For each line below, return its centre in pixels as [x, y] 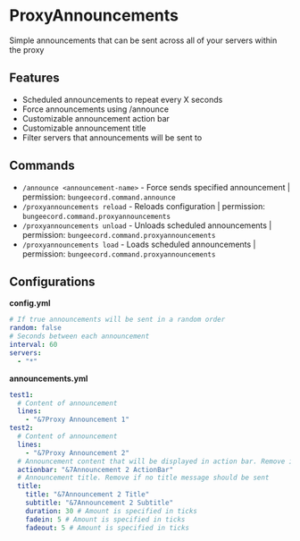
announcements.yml [49, 378]
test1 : [21, 394]
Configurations [52, 281]
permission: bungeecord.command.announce [99, 197]
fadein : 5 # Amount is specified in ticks [105, 520]
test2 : [21, 428]
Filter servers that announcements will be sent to [112, 137]
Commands [42, 166]
